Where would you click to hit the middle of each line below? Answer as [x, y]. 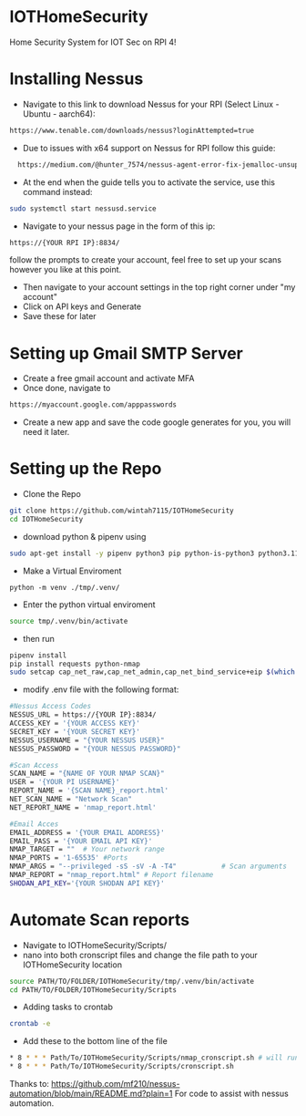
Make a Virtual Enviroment [72, 571]
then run [38, 638]
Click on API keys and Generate [82, 306]
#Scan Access [34, 765]
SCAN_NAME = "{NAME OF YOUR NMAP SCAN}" [87, 774]
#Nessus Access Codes [51, 707]
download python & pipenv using [84, 536]
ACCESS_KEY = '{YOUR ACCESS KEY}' [75, 723]
